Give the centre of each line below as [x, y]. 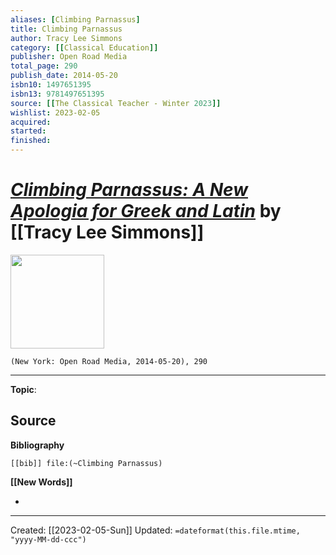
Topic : [23, 389]
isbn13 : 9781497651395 [57, 94]
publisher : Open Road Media [69, 57]
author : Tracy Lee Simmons [66, 38]
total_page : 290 [44, 66]
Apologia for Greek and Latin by [146, 211]
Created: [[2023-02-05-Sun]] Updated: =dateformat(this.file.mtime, [155, 530]
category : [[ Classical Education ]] [84, 47]
